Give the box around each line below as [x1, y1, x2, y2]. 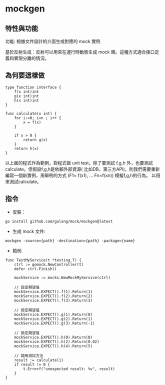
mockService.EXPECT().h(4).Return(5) [14, 343, 93, 348]
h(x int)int [14, 98, 39, 103]
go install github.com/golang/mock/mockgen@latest [5, 218, 113, 224]
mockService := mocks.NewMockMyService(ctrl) [14, 275, 111, 280]
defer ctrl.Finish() [14, 266, 57, 271]
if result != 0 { [14, 362, 50, 367]
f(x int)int [14, 89, 39, 94]
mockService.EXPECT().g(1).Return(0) [14, 312, 93, 317]
